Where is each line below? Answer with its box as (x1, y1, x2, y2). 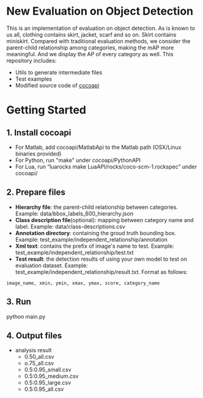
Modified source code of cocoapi (15, 81, 100, 89)
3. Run (6, 297, 32, 307)
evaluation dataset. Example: (15, 261, 88, 269)
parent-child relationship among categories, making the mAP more (6, 44, 174, 51)
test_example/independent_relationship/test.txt (15, 248, 134, 256)
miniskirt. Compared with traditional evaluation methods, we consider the (6, 37, 191, 45)
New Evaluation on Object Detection (6, 4, 194, 18)
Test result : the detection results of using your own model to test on (15, 255, 188, 262)
